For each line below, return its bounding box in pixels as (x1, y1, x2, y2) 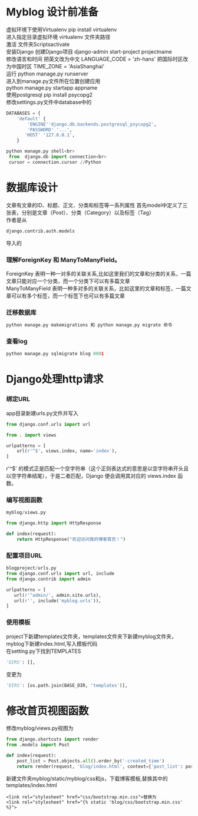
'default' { (16, 115, 46, 121)
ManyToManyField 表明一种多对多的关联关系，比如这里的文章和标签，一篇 (6, 285, 187, 292)
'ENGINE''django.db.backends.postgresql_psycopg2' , (27, 121, 157, 127)
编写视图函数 (6, 496, 43, 504)
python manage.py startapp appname (6, 84, 98, 91)
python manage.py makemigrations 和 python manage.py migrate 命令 (6, 322, 173, 328)
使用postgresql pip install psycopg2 (6, 91, 93, 98)
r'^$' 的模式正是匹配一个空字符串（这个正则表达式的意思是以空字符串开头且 (6, 465, 189, 472)
